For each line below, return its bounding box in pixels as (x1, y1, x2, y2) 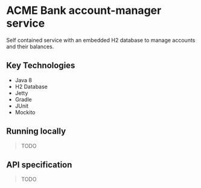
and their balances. (6, 43, 54, 50)
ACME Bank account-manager (6, 4, 162, 18)
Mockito (14, 108, 36, 115)
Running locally (6, 126, 66, 137)
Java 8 (14, 76, 32, 83)
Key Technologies (6, 60, 75, 71)
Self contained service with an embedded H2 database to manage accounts (6, 36, 196, 44)
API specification (6, 160, 72, 170)
